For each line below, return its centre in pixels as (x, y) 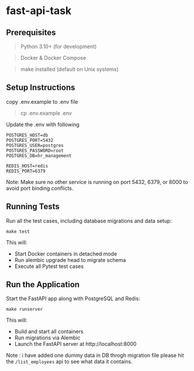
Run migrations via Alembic (47, 338)
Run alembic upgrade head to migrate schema (70, 260)
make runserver (25, 309)
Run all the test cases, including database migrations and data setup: (89, 220)
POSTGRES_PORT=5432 (30, 140)
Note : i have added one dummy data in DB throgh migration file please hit (95, 355)
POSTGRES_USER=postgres (35, 145)
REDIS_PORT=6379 (26, 171)
